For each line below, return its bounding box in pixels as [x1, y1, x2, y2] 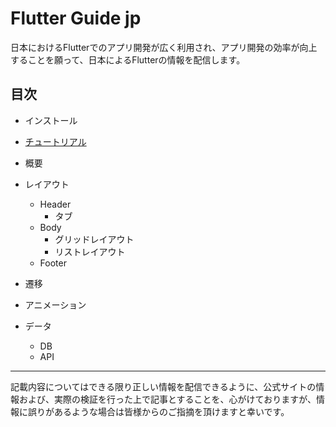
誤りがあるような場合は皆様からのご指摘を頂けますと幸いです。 [27, 405, 290, 417]
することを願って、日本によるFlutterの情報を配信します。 [10, 53, 246, 66]
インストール [24, 114, 78, 126]
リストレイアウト [54, 245, 126, 257]
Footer [39, 257, 67, 269]
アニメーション [24, 298, 87, 311]
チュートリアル [24, 135, 87, 147]
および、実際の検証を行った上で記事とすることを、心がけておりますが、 [18, 393, 317, 405]
